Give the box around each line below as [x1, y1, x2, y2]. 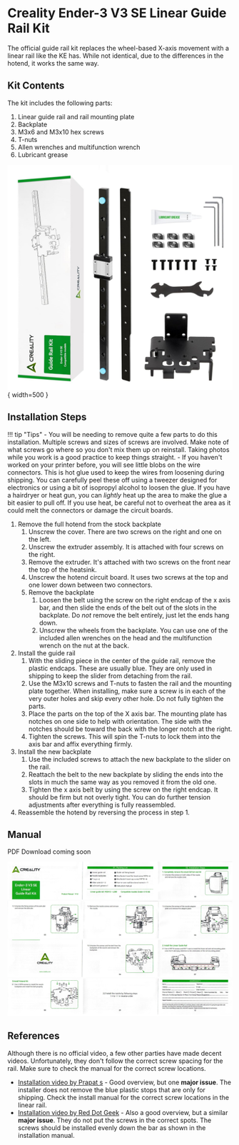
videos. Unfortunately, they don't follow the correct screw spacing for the [7, 1056, 223, 1065]
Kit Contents [7, 80, 65, 92]
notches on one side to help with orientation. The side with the [28, 717, 213, 725]
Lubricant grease [17, 150, 68, 158]
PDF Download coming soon [7, 847, 91, 856]
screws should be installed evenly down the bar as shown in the [17, 1123, 206, 1132]
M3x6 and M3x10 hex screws [17, 127, 105, 136]
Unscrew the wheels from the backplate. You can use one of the [39, 626, 228, 635]
